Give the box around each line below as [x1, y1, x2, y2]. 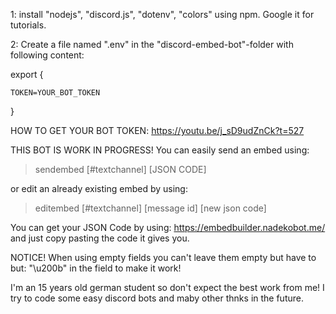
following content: [10, 49, 85, 61]
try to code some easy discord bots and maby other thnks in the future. [10, 292, 304, 304]
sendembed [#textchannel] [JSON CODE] [34, 164, 207, 175]
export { [10, 69, 44, 80]
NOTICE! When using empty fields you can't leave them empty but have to [10, 252, 317, 263]
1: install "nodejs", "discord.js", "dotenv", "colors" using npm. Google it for [10, 9, 315, 20]
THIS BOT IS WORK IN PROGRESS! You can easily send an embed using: [10, 144, 310, 156]
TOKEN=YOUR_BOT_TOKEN [10, 88, 101, 98]
